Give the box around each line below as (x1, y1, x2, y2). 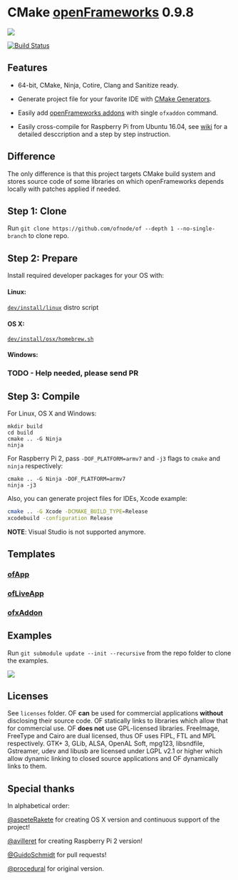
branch (7, 233, 27, 240)
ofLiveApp (7, 589, 44, 599)
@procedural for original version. (7, 864, 105, 873)
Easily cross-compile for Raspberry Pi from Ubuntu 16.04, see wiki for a (17, 122, 228, 130)
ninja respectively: (7, 461, 63, 470)
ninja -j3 (7, 482, 37, 489)
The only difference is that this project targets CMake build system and (7, 169, 216, 178)
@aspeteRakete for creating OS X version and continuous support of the (7, 815, 220, 824)
